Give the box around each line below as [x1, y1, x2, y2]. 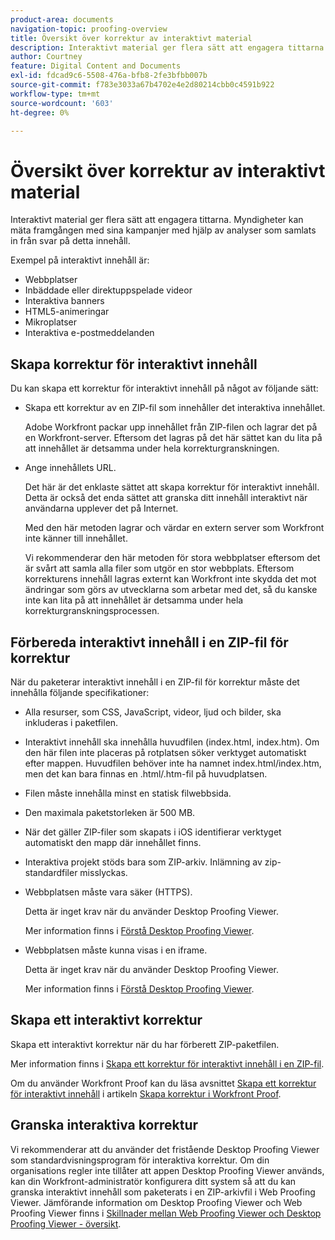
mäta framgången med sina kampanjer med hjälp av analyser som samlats [10, 224, 317, 236]
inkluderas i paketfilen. [24, 716, 119, 728]
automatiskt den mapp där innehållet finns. [24, 836, 202, 848]
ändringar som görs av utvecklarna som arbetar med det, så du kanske [24, 584, 318, 596]
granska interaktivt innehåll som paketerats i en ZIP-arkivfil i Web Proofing [10, 1186, 316, 1198]
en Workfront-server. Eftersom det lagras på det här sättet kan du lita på [24, 432, 323, 444]
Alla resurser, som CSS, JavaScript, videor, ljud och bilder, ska [24, 706, 282, 718]
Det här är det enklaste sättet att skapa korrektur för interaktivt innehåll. [24, 481, 320, 493]
